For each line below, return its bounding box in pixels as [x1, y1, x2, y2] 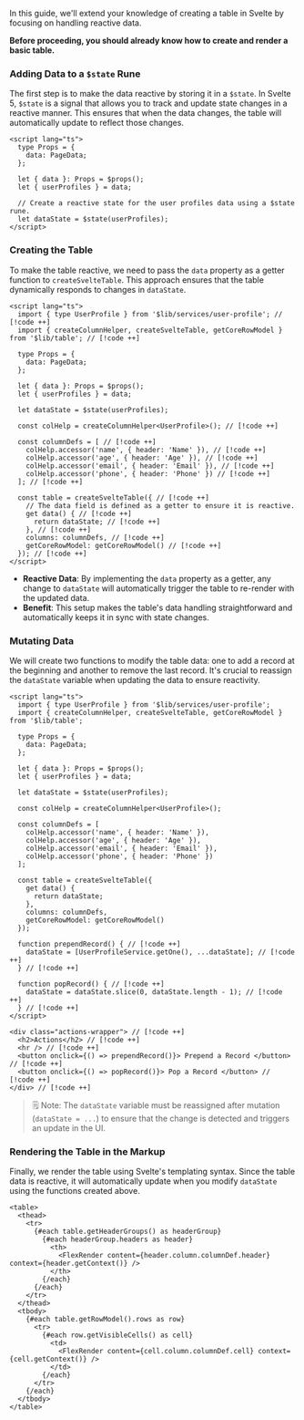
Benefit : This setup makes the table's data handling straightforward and [22, 602, 293, 613]
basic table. [9, 45, 56, 56]
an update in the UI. [31, 1122, 106, 1134]
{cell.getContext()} [9, 1354, 88, 1364]
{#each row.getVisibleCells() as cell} [42, 1331, 194, 1340]
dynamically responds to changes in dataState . [9, 284, 187, 295]
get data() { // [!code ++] [25, 509, 132, 518]
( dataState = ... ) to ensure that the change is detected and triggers [31, 1113, 289, 1124]
